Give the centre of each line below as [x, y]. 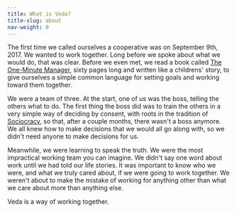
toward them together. [40, 85]
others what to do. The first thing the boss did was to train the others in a [114, 106]
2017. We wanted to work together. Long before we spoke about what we [114, 55]
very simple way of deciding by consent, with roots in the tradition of [108, 114]
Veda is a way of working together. [58, 202]
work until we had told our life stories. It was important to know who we [112, 165]
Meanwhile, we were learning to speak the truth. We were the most [105, 151]
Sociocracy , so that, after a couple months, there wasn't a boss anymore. [114, 121]
